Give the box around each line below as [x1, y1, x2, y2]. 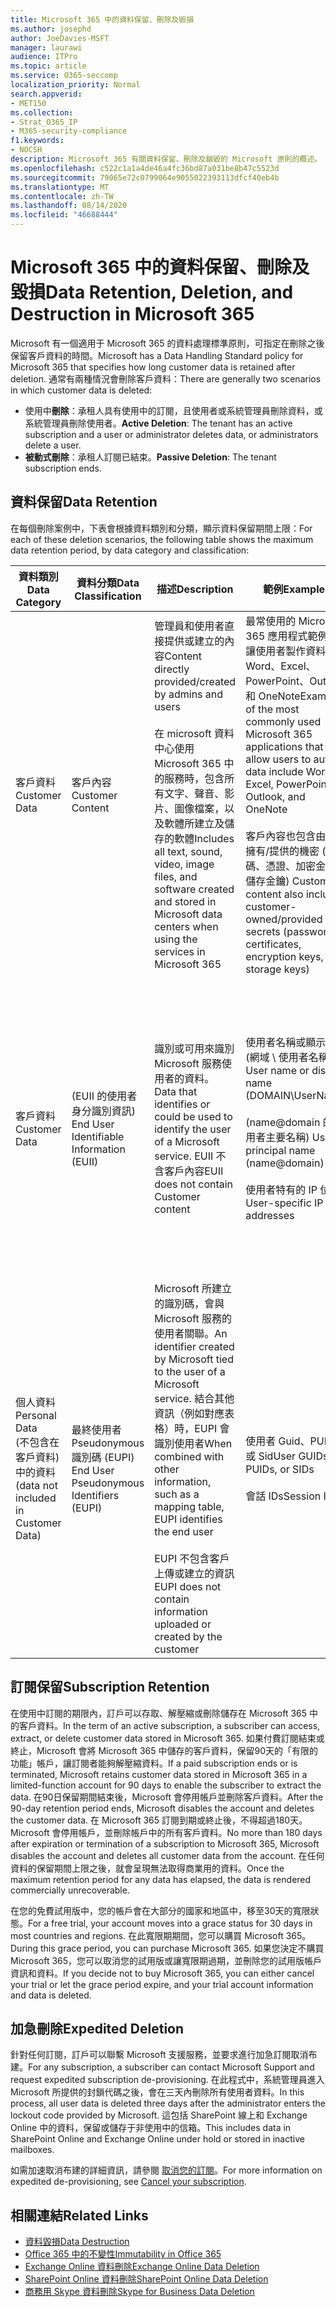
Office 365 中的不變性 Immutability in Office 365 [24, 2248, 222, 2260]
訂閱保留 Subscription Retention [10, 1679, 210, 1696]
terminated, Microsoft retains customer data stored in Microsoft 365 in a [10, 1768, 308, 1780]
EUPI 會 [194, 1421, 230, 1435]
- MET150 [10, 98, 47, 108]
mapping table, [154, 1499, 225, 1513]
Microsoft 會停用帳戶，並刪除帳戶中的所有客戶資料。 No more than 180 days [10, 1826, 323, 1838]
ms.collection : [10, 107, 74, 118]
